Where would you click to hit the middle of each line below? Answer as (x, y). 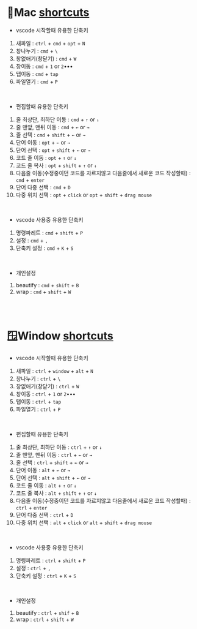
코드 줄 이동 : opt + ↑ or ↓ (46, 157)
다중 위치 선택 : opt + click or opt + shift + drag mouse (84, 195)
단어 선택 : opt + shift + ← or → (53, 150)
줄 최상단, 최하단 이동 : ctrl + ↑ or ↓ (59, 447)
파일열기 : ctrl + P (38, 409)
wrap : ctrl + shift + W (45, 619)
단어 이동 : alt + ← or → (43, 470)
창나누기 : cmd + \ (37, 51)
